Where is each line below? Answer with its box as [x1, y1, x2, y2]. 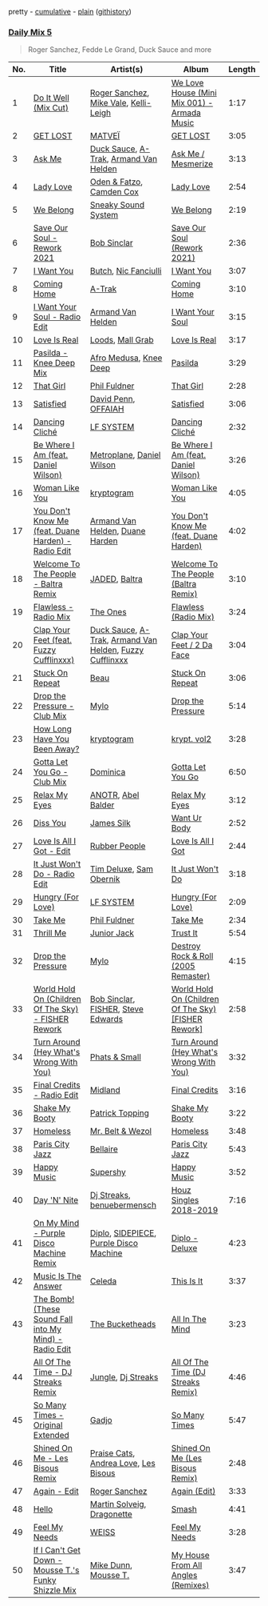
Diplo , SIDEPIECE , [90, 1228, 157, 1239]
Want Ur [171, 812, 202, 823]
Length [228, 64, 256, 75]
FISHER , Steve [90, 1003, 144, 1015]
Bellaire [90, 1143, 118, 1155]
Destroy [171, 940, 201, 951]
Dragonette [90, 1508, 133, 1520]
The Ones [90, 607, 127, 618]
